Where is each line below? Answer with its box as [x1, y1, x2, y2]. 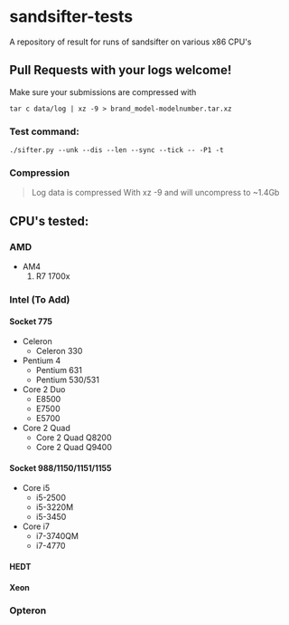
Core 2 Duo [22, 384, 66, 395]
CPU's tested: [9, 213, 89, 228]
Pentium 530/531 [35, 374, 99, 386]
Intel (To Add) [9, 293, 70, 305]
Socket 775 [9, 315, 52, 327]
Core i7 [22, 521, 50, 532]
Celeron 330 [35, 346, 83, 357]
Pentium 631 [35, 365, 83, 376]
